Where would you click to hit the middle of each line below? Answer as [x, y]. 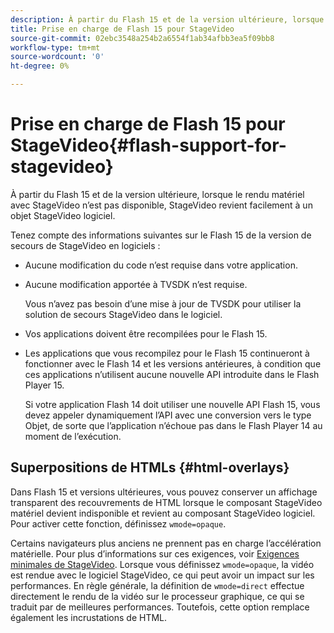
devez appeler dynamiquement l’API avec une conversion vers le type [168, 415]
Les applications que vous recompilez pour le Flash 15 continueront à [167, 353]
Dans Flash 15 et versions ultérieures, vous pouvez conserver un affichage [164, 492]
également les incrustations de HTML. [89, 617]
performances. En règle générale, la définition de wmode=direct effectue [157, 585]
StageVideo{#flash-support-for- [148, 145]
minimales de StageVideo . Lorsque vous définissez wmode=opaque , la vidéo [162, 564]
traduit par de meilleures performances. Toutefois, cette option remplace [160, 607]
